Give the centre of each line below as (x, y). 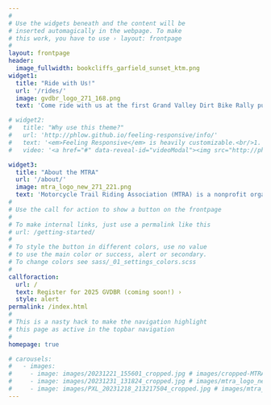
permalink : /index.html (48, 307)
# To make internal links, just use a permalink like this (110, 225)
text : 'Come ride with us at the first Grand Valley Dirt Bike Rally (135, 105)
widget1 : (23, 76)
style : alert (38, 300)
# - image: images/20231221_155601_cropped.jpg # (101, 374)
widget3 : (23, 165)
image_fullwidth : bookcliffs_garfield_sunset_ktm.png (108, 68)
